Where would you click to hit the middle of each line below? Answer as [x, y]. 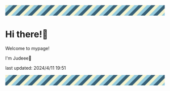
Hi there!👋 [27, 34]
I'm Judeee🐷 [18, 58]
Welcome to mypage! [27, 48]
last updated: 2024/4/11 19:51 [36, 68]
